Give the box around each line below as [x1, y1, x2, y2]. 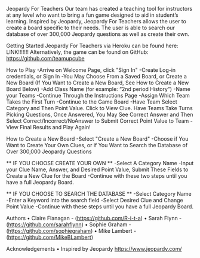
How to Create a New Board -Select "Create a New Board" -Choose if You [6, 135, 189, 142]
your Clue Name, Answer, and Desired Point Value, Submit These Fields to [6, 166, 189, 173]
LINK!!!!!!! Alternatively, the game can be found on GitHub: [6, 48, 149, 56]
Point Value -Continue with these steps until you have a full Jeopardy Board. [6, 203, 194, 210]
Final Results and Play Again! [20, 124, 91, 130]
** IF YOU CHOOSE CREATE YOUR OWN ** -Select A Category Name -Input [6, 160, 194, 166]
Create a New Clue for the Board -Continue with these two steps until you [6, 172, 187, 179]
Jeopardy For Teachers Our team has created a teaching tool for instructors [6, 5, 193, 12]
